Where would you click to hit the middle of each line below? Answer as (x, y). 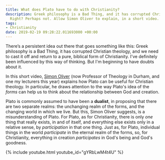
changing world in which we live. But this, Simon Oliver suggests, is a (75, 112)
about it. (14, 67)
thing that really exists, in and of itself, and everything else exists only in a (80, 122)
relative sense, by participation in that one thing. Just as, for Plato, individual (83, 127)
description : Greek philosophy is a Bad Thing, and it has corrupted (78, 14)
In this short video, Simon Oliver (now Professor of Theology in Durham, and (82, 76)
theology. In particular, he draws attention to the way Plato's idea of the (78, 87)
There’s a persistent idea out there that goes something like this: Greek (77, 46)
